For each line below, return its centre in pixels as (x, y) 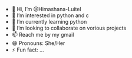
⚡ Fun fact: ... (28, 50)
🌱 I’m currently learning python (49, 22)
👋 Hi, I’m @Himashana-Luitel (46, 9)
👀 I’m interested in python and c (50, 15)
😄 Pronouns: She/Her (38, 43)
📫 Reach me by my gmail (43, 35)
